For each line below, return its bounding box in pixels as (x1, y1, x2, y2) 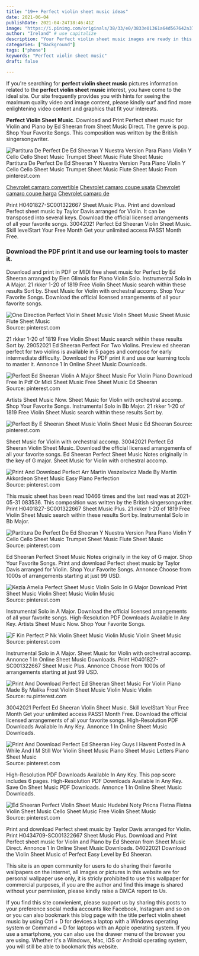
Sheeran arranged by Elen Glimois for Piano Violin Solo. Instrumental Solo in (6, 274, 191, 282)
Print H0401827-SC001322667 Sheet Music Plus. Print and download (6, 201, 176, 208)
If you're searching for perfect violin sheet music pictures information (6, 79, 178, 87)
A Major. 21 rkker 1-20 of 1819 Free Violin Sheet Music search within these (6, 281, 187, 288)
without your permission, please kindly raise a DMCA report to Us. (6, 887, 168, 894)
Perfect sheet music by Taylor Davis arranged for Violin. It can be (6, 207, 166, 215)
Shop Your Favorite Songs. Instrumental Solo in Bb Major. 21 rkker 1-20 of (6, 402, 185, 410)
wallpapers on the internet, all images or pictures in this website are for (6, 868, 179, 875)
